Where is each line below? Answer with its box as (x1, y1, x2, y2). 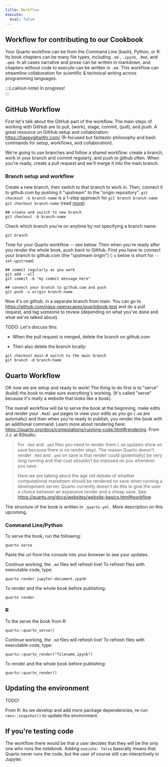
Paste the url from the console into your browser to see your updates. (5, 552, 149, 558)
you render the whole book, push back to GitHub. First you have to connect (5, 247, 161, 253)
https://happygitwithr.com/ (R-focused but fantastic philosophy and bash (5, 134, 156, 140)
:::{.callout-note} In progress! (5, 85, 65, 91)
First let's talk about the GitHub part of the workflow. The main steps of (5, 119, 152, 124)
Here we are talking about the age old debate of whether (17, 473, 135, 479)
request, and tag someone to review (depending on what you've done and (5, 309, 158, 315)
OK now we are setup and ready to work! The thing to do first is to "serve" (5, 385, 158, 391)
